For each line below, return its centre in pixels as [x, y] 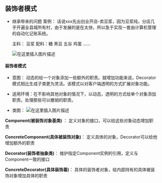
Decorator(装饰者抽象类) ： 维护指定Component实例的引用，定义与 [72, 153]
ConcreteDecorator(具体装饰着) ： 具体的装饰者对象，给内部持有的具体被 [78, 170]
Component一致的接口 [27, 159]
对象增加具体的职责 [28, 176]
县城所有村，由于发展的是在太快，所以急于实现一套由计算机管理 [92, 27]
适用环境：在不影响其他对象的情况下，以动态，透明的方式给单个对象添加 [84, 94]
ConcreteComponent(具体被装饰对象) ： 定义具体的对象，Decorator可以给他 [81, 137]
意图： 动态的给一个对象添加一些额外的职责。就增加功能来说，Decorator [84, 78]
